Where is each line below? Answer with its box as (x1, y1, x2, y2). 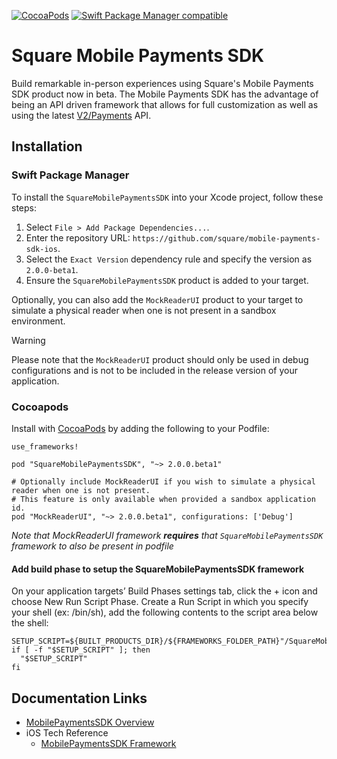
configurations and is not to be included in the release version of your (11, 364, 299, 376)
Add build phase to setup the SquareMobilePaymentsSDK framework (11, 563, 305, 575)
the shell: (11, 617, 49, 629)
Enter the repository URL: (25, 231, 131, 244)
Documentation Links (11, 690, 148, 707)
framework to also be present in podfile (11, 540, 174, 552)
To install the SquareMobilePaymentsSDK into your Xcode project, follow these (11, 191, 324, 203)
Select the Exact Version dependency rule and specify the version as (25, 253, 313, 265)
